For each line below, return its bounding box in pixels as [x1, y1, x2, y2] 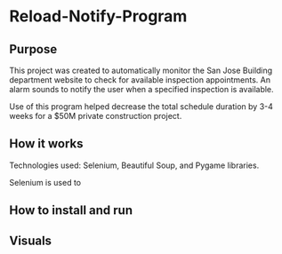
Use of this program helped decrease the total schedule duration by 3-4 [9, 101, 274, 112]
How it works [9, 136, 84, 152]
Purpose [9, 42, 58, 57]
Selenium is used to [9, 177, 82, 187]
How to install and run [9, 202, 133, 218]
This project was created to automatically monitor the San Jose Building [9, 65, 273, 75]
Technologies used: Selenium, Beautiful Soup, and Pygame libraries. [9, 160, 260, 171]
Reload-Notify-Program [9, 6, 188, 27]
